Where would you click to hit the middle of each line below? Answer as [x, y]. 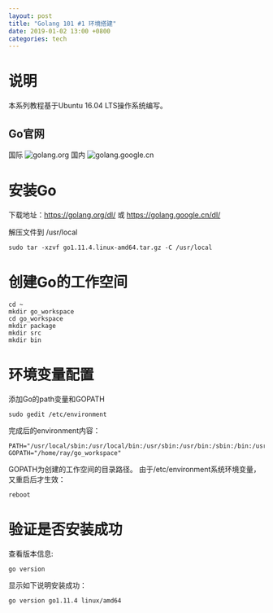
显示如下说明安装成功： [48, 585]
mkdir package [32, 326]
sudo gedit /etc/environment [58, 414]
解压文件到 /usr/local [43, 232]
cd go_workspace [36, 318]
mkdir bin [25, 340]
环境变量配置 [52, 375]
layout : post [30, 16]
